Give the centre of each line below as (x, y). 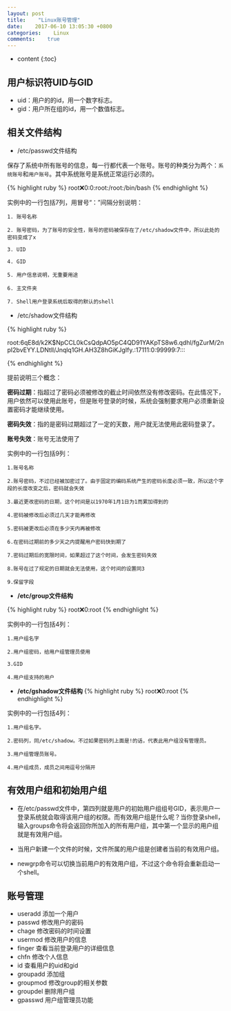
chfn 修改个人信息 (43, 957)
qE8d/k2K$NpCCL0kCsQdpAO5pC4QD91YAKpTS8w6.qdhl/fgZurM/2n (124, 342)
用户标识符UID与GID (50, 82)
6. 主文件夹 (22, 288)
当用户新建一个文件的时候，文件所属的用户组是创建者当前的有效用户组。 (120, 849)
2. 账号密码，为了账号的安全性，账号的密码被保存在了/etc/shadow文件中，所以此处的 (113, 230)
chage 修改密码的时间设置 (54, 931)
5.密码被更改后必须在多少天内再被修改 (54, 529)
